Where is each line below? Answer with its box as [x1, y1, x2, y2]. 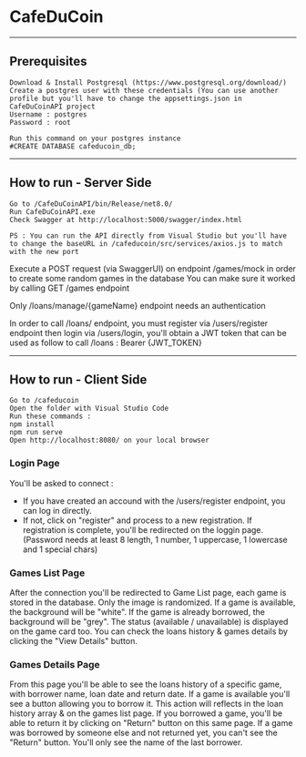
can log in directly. [22, 505, 93, 516]
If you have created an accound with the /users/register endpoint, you [22, 495, 286, 506]
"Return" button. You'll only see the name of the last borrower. [9, 737, 243, 748]
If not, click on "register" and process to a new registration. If [22, 515, 252, 526]
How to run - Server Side [9, 175, 152, 190]
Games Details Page [9, 658, 100, 670]
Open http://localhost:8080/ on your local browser [9, 435, 209, 445]
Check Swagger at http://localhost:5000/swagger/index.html [9, 215, 243, 224]
